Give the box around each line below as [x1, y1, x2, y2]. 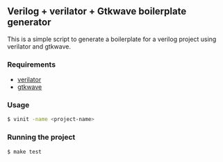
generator [7, 17, 51, 29]
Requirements [7, 59, 56, 69]
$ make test [7, 148, 42, 155]
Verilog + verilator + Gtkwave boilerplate [7, 6, 187, 17]
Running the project [7, 132, 76, 142]
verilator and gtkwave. [7, 42, 72, 51]
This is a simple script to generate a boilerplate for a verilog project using [7, 35, 217, 43]
